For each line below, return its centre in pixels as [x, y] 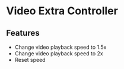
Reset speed [30, 60]
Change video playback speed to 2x [59, 54]
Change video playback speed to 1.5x [61, 47]
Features [23, 33]
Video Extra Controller [62, 11]
